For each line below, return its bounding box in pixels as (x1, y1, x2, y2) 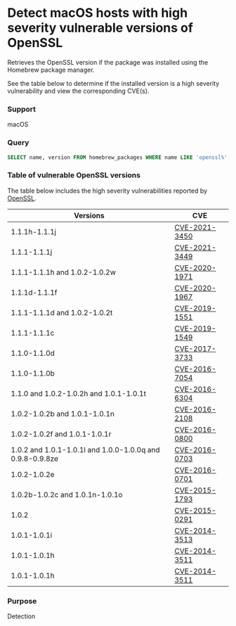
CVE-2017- (174, 343, 216, 353)
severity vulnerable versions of (7, 20, 193, 36)
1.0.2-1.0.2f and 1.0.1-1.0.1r (11, 429, 112, 439)
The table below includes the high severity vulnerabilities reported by (7, 186, 208, 195)
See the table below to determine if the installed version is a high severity (7, 79, 220, 87)
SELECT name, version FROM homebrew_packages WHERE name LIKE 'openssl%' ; (7, 153, 231, 161)
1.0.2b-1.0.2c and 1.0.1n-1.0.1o (11, 490, 123, 499)
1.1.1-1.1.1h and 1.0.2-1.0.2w (11, 267, 117, 277)
